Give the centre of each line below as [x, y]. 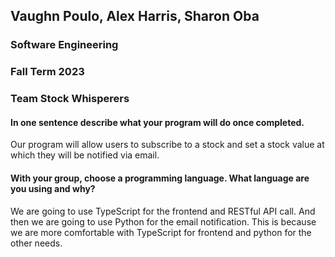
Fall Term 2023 [47, 72]
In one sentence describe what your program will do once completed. [157, 122]
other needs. [36, 243]
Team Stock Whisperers [70, 99]
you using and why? [53, 188]
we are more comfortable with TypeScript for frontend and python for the [161, 232]
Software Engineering [64, 45]
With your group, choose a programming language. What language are [160, 178]
